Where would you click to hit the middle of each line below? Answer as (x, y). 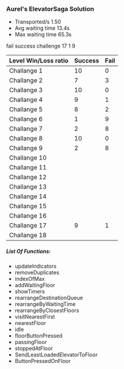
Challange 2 (26, 80)
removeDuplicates (37, 273)
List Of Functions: (29, 251)
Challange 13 (28, 187)
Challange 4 (26, 100)
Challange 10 (28, 158)
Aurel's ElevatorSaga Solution (50, 9)
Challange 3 (26, 90)
